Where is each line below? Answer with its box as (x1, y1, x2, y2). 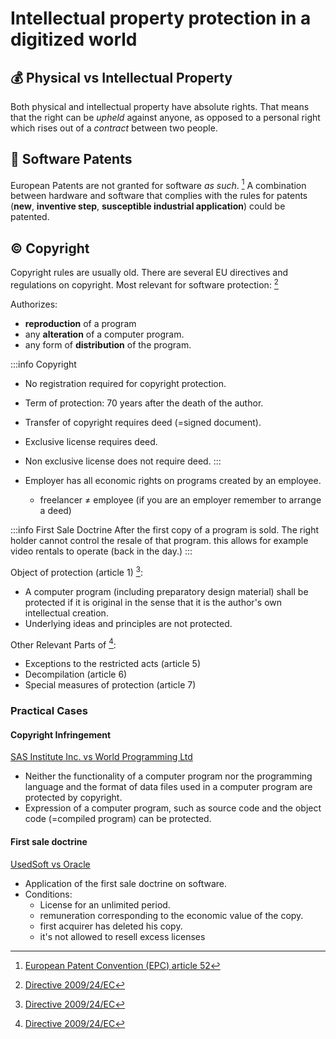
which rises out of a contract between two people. (10, 122, 218, 134)
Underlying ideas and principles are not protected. (24, 617, 233, 629)
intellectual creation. (24, 607, 109, 619)
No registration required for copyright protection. (24, 377, 227, 389)
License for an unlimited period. (39, 898, 171, 911)
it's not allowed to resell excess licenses (39, 930, 206, 942)
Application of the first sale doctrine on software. (24, 877, 228, 889)
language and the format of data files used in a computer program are (24, 781, 313, 793)
